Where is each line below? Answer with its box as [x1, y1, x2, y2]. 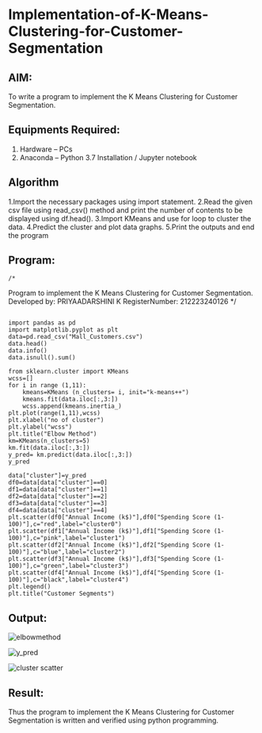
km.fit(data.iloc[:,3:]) [8, 444, 90, 452]
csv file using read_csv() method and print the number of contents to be [8, 205, 243, 215]
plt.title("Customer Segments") [8, 589, 115, 598]
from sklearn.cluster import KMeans [8, 367, 129, 376]
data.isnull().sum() [8, 354, 77, 362]
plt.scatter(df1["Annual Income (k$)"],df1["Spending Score [8, 528, 211, 535]
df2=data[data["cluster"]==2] [8, 493, 108, 501]
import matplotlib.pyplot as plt [8, 326, 119, 334]
